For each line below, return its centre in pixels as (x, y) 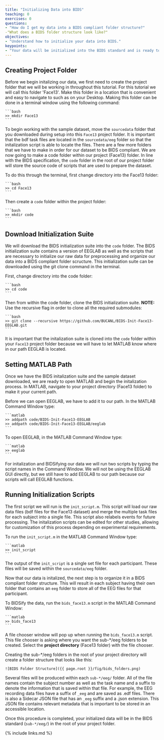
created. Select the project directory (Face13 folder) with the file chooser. (79, 645)
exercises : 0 (18, 19)
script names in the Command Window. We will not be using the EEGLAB (78, 469)
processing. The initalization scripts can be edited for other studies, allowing (82, 522)
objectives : (17, 37)
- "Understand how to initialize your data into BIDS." (63, 42)
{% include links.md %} (29, 733)
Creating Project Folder (41, 70)
